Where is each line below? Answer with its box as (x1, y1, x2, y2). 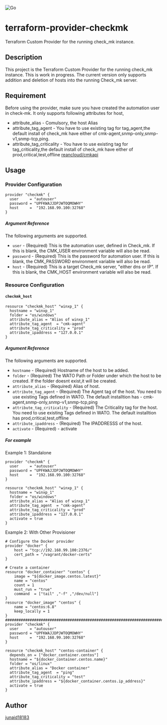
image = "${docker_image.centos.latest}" (14, 574, 101, 579)
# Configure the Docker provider (5, 539, 75, 544)
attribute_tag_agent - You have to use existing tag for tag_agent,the (12, 125, 151, 131)
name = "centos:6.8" (14, 605, 57, 610)
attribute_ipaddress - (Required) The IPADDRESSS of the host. (12, 420, 143, 426)
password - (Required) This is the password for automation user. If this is (12, 253, 160, 259)
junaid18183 (5, 715, 30, 721)
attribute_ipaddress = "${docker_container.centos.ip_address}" (9, 679, 146, 684)
